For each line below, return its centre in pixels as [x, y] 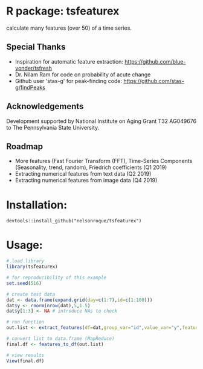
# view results [25, 355]
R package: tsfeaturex [63, 11]
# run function [25, 322]
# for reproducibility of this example [56, 278]
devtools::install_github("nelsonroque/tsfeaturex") [74, 221]
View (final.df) [25, 361]
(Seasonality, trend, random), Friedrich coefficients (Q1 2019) [91, 167]
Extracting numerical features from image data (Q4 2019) [86, 181]
